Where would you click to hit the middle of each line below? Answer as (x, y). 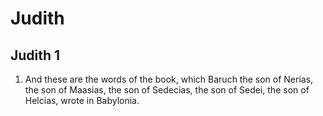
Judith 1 (35, 55)
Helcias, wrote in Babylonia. (82, 100)
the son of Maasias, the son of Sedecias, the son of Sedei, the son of (167, 90)
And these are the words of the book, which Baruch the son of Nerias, (169, 79)
